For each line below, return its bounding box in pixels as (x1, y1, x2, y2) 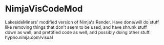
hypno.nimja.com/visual (5, 34, 53, 40)
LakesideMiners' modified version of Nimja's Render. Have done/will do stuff (5, 19, 159, 25)
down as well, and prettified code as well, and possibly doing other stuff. (5, 29, 151, 35)
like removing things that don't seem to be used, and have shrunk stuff (5, 24, 147, 30)
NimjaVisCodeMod (5, 3, 83, 14)
